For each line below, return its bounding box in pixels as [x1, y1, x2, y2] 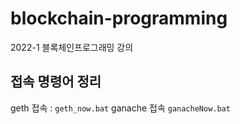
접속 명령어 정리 [10, 73, 102, 91]
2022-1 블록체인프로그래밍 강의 [10, 41, 134, 53]
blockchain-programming [10, 7, 228, 30]
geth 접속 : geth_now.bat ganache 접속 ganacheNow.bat [10, 102, 231, 114]
